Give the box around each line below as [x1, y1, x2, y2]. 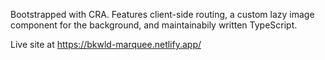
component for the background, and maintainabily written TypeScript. [10, 19, 298, 31]
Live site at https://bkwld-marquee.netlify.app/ [10, 39, 202, 50]
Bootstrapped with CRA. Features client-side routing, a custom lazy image [10, 9, 315, 20]
